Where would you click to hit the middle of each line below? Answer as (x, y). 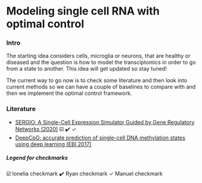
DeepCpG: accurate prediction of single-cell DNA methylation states (100, 138)
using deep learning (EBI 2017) (53, 144)
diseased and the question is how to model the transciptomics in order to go (101, 62)
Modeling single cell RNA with (83, 11)
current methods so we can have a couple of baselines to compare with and (101, 87)
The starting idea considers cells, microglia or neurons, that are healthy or (98, 56)
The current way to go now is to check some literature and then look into (97, 80)
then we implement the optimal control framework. (69, 93)
